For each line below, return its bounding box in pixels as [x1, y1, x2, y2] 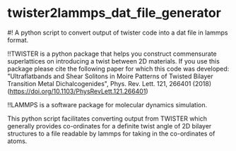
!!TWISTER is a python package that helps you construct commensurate [7, 49, 217, 58]
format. [7, 35, 29, 44]
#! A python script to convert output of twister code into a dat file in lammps [7, 28, 228, 37]
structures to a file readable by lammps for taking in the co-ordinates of [7, 129, 216, 138]
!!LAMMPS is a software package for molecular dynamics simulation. [7, 100, 208, 109]
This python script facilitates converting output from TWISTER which [7, 114, 207, 123]
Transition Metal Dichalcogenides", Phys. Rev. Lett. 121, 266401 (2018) [7, 79, 212, 87]
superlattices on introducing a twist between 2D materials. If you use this [7, 56, 220, 65]
